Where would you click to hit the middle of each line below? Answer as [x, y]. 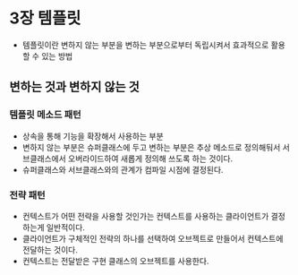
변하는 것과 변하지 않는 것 [75, 87]
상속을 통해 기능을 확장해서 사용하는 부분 [93, 136]
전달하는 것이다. [50, 249]
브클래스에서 [44, 159]
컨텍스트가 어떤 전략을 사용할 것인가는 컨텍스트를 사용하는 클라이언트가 [145, 216]
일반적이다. [65, 227]
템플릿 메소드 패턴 [46, 115]
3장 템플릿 [45, 18]
